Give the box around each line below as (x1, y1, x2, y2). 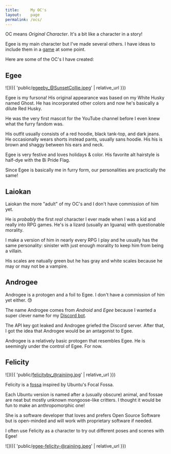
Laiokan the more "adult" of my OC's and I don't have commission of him (5, 201, 159, 207)
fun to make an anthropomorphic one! (5, 402, 85, 408)
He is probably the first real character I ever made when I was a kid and (5, 216, 156, 222)
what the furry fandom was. (5, 121, 64, 127)
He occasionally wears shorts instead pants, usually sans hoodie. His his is (5, 136, 163, 142)
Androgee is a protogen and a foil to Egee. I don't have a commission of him (5, 291, 165, 297)
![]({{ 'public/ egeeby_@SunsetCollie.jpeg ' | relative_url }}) (5, 85, 126, 91)
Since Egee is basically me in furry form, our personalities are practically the (5, 167, 166, 173)
